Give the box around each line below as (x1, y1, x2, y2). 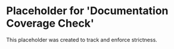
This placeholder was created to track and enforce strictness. (6, 36, 158, 43)
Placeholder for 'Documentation (6, 4, 169, 18)
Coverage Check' (6, 17, 94, 30)
